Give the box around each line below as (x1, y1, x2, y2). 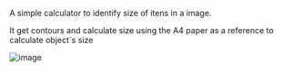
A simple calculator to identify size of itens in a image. (9, 8, 212, 18)
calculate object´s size (9, 35, 94, 45)
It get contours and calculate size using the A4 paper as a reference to (9, 25, 275, 35)
